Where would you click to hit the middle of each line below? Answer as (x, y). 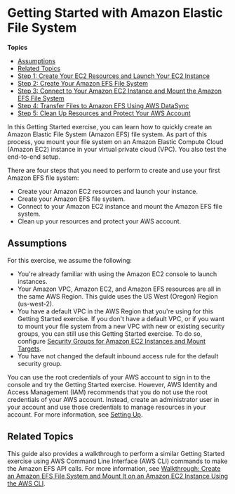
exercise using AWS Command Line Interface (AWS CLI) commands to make (117, 461)
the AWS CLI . (26, 483)
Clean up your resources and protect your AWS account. (99, 221)
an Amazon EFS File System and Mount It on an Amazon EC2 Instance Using (118, 476)
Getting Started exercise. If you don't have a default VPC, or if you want (121, 318)
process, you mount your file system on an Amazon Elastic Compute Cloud (115, 141)
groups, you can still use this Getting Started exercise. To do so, (110, 333)
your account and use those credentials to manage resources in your (107, 407)
